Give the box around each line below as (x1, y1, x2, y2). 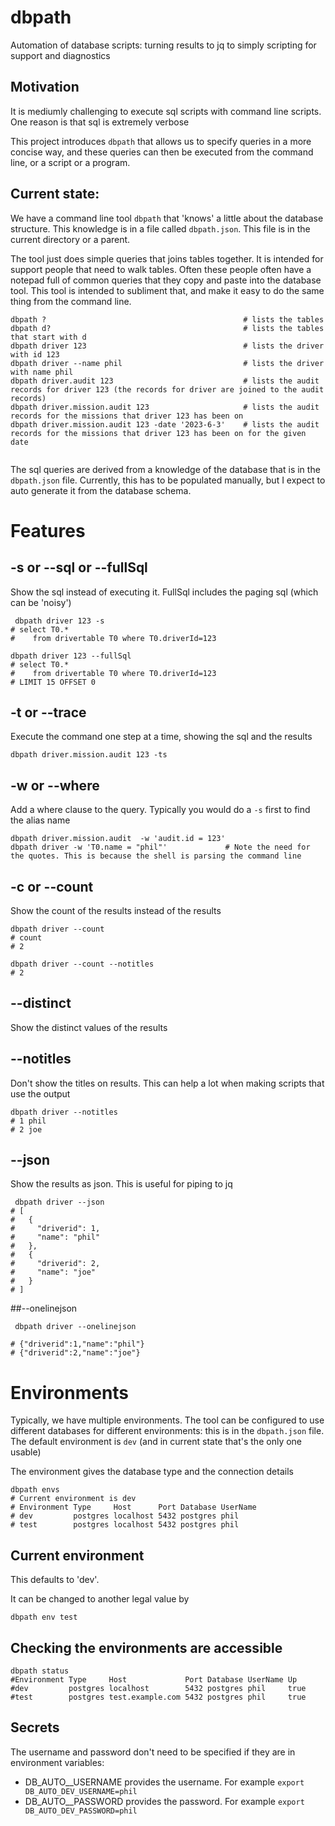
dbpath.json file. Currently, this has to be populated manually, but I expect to (10, 474, 326, 486)
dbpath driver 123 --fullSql (10, 651, 132, 661)
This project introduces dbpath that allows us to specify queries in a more (10, 135, 312, 147)
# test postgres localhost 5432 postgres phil (10, 1520, 240, 1530)
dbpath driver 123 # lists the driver (10, 341, 325, 351)
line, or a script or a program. (10, 156, 131, 168)
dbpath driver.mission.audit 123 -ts (10, 750, 168, 760)
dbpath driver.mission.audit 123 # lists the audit (10, 402, 320, 412)
